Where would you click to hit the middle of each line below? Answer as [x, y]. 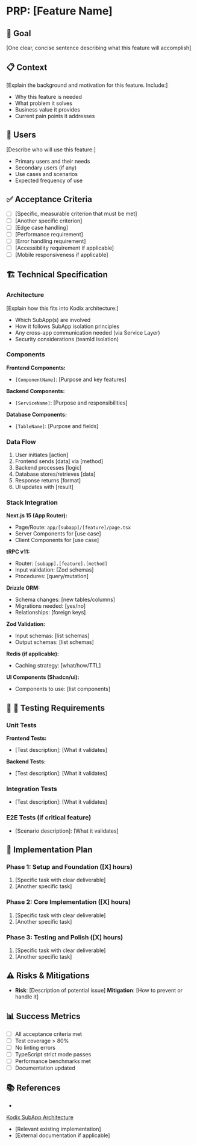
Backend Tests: [26, 762]
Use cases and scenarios [46, 174]
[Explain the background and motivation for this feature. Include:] [87, 85]
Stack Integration [32, 503]
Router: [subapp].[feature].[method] [61, 563]
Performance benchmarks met [53, 1061]
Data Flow [21, 441]
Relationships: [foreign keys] [50, 613]
